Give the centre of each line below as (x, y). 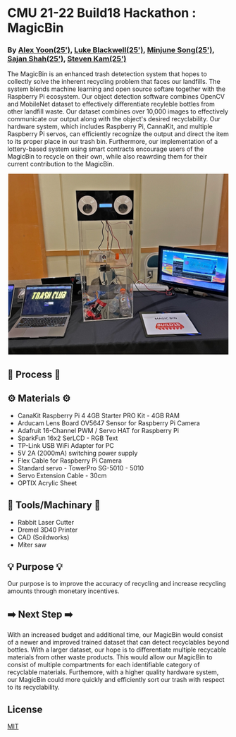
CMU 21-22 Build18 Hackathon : (102, 13)
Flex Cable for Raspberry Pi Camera (69, 461)
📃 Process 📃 (34, 374)
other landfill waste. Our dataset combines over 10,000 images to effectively (118, 111)
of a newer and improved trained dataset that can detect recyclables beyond (118, 642)
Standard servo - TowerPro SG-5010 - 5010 (81, 468)
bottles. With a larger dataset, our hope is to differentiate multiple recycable (117, 650)
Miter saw (32, 544)
